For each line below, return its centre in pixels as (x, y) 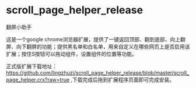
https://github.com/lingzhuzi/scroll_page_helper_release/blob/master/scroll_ (98, 73)
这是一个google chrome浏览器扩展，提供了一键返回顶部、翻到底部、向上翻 (96, 39)
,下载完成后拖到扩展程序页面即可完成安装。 (123, 80)
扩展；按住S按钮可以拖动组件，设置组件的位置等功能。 (71, 54)
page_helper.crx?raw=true (38, 80)
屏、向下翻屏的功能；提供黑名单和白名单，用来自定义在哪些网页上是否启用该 (98, 47)
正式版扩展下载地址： (32, 66)
